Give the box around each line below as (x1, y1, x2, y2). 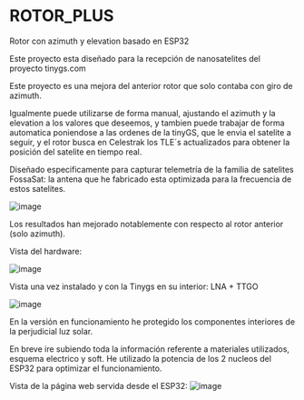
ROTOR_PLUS (9, 5, 114, 26)
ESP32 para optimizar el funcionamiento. (9, 363, 162, 374)
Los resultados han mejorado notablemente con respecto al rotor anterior (9, 218, 284, 229)
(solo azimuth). (9, 228, 66, 239)
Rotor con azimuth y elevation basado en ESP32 (9, 35, 190, 46)
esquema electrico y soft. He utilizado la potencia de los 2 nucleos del (9, 353, 272, 364)
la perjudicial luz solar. (9, 325, 93, 336)
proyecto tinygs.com (9, 63, 86, 74)
